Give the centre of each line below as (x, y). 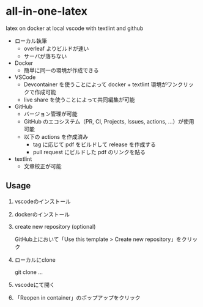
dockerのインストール (42, 214)
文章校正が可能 (42, 166)
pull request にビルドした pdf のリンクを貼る (89, 152)
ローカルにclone (35, 260)
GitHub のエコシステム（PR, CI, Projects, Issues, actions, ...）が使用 (109, 121)
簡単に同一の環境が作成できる (61, 70)
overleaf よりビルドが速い (56, 48)
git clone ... (29, 272)
